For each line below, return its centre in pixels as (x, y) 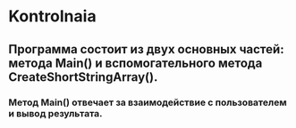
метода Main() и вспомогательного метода (135, 63)
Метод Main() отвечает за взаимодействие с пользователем (148, 102)
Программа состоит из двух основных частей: (146, 49)
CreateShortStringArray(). (83, 77)
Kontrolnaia (52, 16)
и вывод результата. (56, 113)
